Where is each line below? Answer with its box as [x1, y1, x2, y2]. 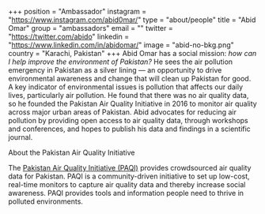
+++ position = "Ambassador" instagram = [8, 7, 147, 16]
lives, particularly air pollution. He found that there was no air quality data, [8, 91, 249, 99]
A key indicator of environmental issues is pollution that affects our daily [8, 82, 244, 92]
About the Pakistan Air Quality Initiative [8, 148, 135, 157]
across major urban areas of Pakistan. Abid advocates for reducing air [8, 107, 237, 117]
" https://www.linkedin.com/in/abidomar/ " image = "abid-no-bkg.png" [8, 40, 235, 50]
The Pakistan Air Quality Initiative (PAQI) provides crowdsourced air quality [8, 163, 252, 172]
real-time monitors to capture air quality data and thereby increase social [8, 180, 246, 189]
